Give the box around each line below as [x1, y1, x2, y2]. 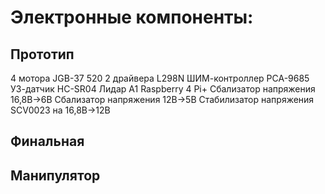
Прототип [10, 46, 75, 63]
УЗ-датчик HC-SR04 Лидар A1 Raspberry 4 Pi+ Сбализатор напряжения [10, 83, 316, 95]
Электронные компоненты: [10, 6, 254, 29]
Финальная [10, 133, 85, 150]
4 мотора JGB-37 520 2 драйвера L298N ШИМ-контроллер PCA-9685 [10, 72, 310, 84]
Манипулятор [10, 167, 101, 184]
